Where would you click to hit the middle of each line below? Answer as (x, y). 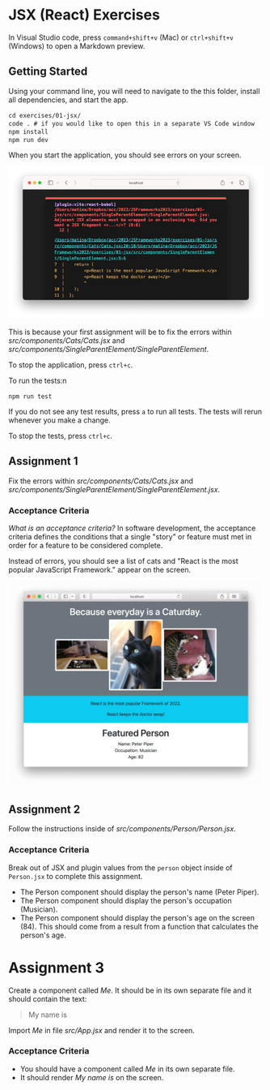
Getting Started (48, 72)
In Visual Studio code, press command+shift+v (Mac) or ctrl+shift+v (121, 37)
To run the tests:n (38, 380)
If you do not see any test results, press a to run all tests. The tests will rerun (135, 411)
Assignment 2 (44, 809)
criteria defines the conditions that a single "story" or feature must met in (130, 536)
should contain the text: (48, 998)
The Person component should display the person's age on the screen (137, 917)
